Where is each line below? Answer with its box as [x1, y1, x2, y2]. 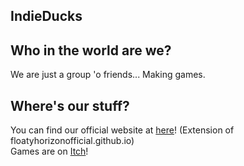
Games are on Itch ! [10, 145, 89, 158]
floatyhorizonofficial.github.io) [10, 135, 135, 147]
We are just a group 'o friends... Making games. [10, 69, 206, 81]
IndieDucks [10, 8, 83, 25]
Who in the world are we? [10, 42, 172, 59]
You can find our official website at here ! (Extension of [10, 124, 235, 136]
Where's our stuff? [10, 97, 130, 114]
